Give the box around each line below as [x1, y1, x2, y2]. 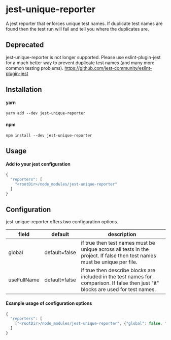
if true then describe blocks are [81, 267, 156, 274]
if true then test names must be [81, 240, 155, 247]
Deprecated [6, 41, 44, 49]
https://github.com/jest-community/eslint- [64, 65, 152, 71]
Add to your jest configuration [6, 161, 71, 167]
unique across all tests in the [81, 246, 149, 253]
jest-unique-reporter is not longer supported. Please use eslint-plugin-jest [6, 54, 161, 60]
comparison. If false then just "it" [81, 279, 159, 286]
